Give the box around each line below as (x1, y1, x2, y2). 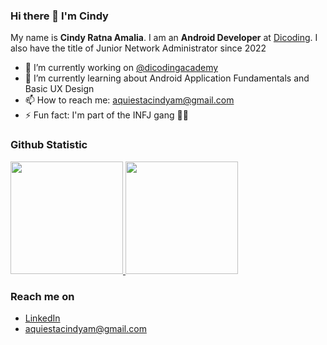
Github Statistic (10, 138, 88, 152)
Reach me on (10, 289, 75, 303)
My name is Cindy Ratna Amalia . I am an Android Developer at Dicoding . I (10, 32, 318, 44)
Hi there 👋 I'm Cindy (10, 9, 109, 23)
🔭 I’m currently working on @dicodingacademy (24, 62, 219, 74)
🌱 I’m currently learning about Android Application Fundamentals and (24, 72, 310, 84)
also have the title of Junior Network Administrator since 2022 (10, 42, 267, 54)
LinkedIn (24, 312, 61, 324)
